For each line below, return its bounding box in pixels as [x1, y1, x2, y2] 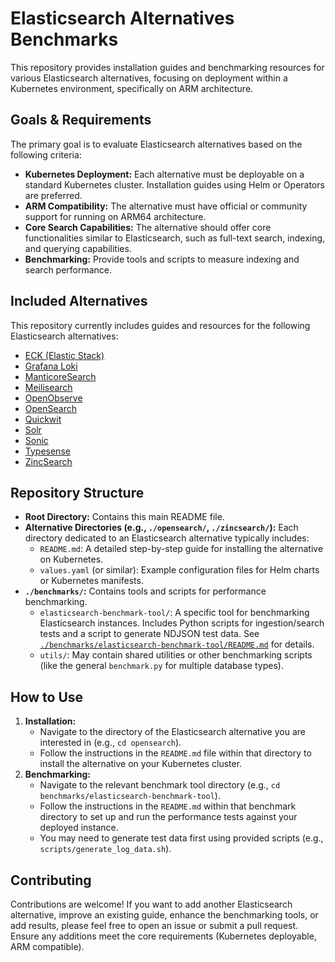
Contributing [10, 872, 92, 889]
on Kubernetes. [39, 553, 104, 566]
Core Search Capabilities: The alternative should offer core [24, 221, 272, 233]
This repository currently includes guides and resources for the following [10, 319, 311, 331]
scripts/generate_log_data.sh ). [39, 843, 172, 855]
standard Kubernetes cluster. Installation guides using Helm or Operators [24, 178, 325, 191]
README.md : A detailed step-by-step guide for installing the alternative [39, 543, 324, 555]
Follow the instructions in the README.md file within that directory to [39, 747, 312, 759]
